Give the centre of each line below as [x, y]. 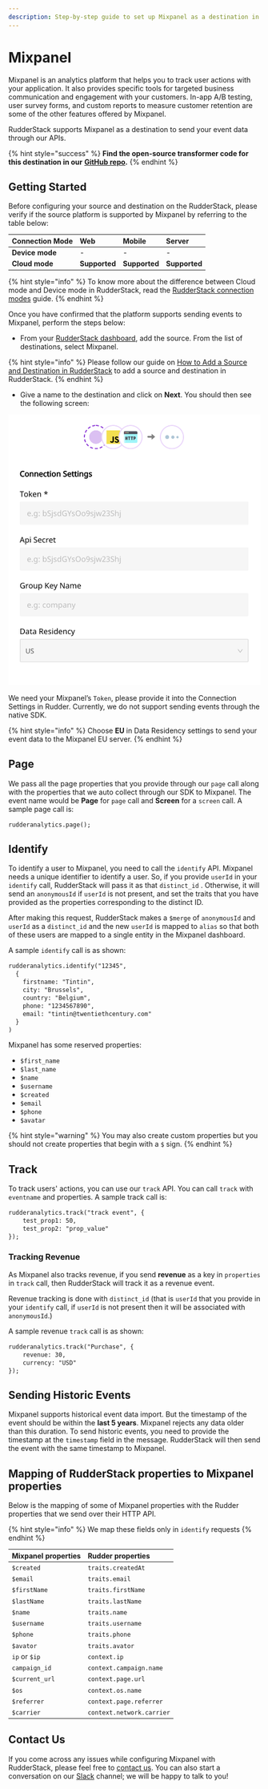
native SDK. [28, 715]
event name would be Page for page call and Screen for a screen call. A [125, 800]
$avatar [32, 1121]
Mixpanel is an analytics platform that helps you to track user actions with [130, 79]
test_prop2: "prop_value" [66, 1229]
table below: [29, 223]
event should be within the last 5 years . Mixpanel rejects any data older [126, 1423]
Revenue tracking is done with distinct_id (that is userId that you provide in [134, 1298]
